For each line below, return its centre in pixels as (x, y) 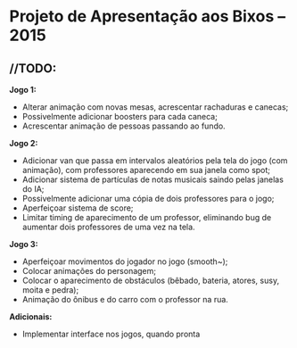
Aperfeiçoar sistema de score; (78, 208)
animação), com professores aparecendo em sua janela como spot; (146, 170)
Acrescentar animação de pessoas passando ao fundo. (124, 126)
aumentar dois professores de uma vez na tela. (108, 227)
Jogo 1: (23, 90)
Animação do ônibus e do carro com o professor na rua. (125, 299)
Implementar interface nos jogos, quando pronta (111, 334)
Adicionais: (31, 317)
